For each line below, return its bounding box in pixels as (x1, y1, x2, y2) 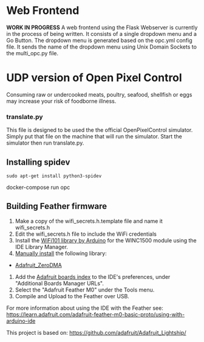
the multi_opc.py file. (6, 49, 59, 56)
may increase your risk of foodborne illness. (6, 97, 117, 104)
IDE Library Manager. (15, 243, 69, 250)
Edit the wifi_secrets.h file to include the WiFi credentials (15, 230, 157, 238)
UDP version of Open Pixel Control (6, 71, 182, 85)
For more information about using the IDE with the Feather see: (6, 304, 164, 312)
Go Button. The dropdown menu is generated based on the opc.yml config (6, 36, 192, 44)
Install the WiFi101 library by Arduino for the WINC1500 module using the (15, 236, 197, 244)
